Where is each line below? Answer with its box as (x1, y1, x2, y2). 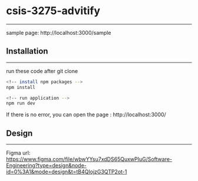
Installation (6, 46, 48, 57)
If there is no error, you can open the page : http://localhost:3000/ (6, 111, 166, 119)
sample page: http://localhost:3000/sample (6, 29, 111, 36)
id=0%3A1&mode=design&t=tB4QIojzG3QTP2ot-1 (6, 168, 127, 175)
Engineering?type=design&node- (6, 162, 87, 169)
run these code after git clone (6, 67, 78, 74)
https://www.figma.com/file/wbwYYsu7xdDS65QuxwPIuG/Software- (6, 156, 173, 163)
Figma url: (6, 149, 31, 157)
